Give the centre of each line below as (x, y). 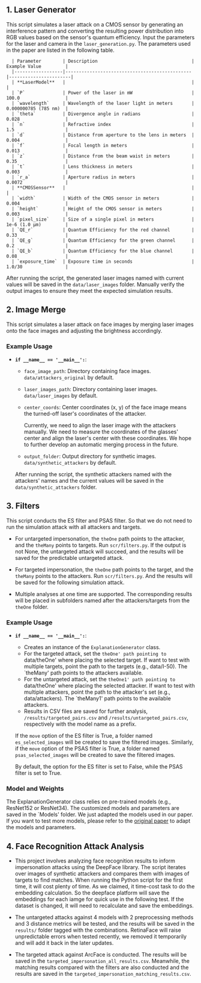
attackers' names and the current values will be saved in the (89, 480)
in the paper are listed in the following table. (61, 50)
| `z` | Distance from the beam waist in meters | (103, 156)
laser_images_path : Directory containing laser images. (91, 389)
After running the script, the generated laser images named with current (95, 278)
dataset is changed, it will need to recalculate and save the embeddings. (104, 906)
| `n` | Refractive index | (103, 124)
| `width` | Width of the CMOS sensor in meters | (103, 198)
